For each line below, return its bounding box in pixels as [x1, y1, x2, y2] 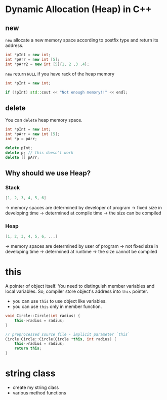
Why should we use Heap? [5, 168, 91, 177]
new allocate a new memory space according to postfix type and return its [5, 37, 158, 43]
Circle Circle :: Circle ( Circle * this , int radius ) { [5, 336, 116, 342]
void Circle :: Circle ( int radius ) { [5, 314, 80, 319]
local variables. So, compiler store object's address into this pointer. [5, 288, 148, 294]
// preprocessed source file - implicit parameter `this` [5, 332, 130, 337]
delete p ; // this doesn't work [5, 150, 73, 155]
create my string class [12, 384, 59, 390]
